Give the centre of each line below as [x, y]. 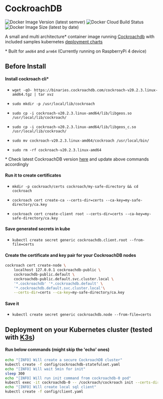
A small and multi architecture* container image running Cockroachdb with [80, 36]
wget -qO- [22, 90]
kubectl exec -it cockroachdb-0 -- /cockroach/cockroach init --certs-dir [82, 382]
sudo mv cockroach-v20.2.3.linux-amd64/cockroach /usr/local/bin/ [81, 141]
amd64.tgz [22, 94]
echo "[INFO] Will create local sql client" [51, 387]
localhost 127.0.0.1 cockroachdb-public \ [57, 270]
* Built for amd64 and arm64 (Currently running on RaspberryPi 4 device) [76, 51]
